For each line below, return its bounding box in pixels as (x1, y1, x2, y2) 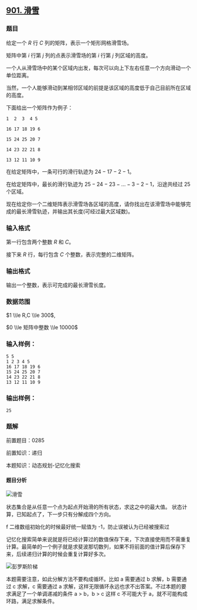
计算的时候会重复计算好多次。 (36, 550, 109, 558)
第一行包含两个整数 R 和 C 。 (6, 238, 74, 246)
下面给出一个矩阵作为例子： (6, 104, 73, 111)
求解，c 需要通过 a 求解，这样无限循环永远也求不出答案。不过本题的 (16, 582, 182, 590)
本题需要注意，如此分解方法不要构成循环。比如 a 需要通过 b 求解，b (6, 575, 170, 582)
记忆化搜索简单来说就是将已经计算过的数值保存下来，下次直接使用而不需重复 (6, 535, 191, 543)
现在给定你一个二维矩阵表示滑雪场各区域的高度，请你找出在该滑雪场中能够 (6, 200, 186, 207)
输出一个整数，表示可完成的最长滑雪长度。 (6, 281, 109, 289)
